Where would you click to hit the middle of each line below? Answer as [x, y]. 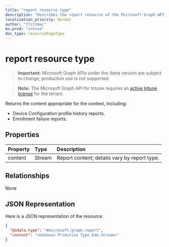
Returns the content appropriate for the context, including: [66, 103]
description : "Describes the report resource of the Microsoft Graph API [85, 15]
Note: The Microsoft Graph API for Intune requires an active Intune [87, 88]
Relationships [27, 176]
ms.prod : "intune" [25, 29]
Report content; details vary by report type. [108, 157]
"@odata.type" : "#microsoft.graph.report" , [56, 230]
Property [19, 149]
